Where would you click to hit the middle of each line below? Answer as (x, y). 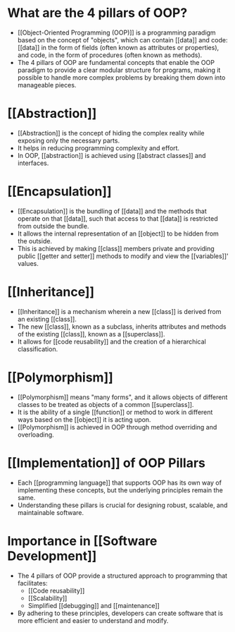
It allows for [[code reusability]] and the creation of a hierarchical (112, 341)
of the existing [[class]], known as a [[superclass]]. (91, 334)
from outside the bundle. (53, 226)
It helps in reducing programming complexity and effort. (99, 148)
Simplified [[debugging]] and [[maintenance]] (94, 605)
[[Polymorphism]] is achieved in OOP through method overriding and (117, 427)
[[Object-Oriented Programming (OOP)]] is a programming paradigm (116, 32)
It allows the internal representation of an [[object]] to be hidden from (118, 233)
